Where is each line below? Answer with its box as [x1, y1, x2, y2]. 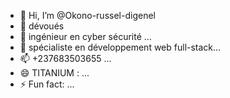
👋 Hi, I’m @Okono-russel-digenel [19, 10, 156, 21]
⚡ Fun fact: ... [19, 78, 75, 90]
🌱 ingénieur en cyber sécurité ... [19, 31, 152, 42]
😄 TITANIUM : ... [19, 67, 90, 79]
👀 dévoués [19, 20, 65, 32]
